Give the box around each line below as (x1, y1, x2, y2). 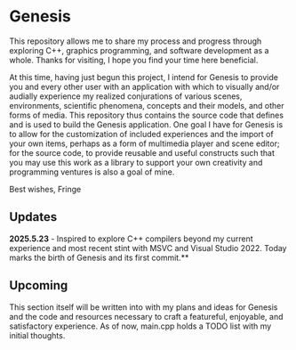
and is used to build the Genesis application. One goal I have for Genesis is (9, 118, 284, 130)
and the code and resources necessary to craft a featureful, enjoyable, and (9, 311, 284, 322)
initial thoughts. (9, 330, 66, 340)
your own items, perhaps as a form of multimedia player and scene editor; (9, 138, 280, 149)
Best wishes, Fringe (9, 183, 82, 194)
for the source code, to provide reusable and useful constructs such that (9, 147, 276, 158)
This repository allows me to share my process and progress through (9, 36, 262, 46)
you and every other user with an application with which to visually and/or (9, 81, 280, 92)
